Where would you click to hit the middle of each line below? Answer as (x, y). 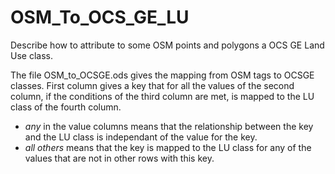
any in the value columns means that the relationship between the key (169, 126)
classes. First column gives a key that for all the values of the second (152, 85)
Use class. (31, 55)
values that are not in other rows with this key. (119, 158)
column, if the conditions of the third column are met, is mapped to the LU (162, 96)
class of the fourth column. (66, 107)
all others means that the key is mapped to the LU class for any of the (168, 147)
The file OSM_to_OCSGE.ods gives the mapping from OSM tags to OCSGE (162, 75)
